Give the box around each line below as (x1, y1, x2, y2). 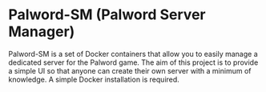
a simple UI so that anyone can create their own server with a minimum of (8, 66, 252, 75)
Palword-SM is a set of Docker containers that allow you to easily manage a (8, 49, 258, 58)
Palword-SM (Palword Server (8, 6, 206, 24)
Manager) (8, 22, 75, 41)
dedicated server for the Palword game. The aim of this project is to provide (8, 58, 259, 67)
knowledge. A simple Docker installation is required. (8, 74, 180, 84)
